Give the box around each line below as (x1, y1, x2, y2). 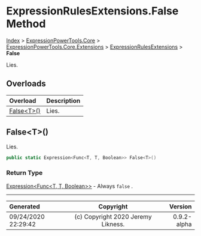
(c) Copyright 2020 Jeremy (74, 212, 152, 220)
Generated (9, 202, 40, 211)
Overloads (6, 79, 46, 89)
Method (6, 17, 46, 31)
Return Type (6, 169, 43, 177)
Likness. (101, 220, 125, 228)
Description (46, 96, 81, 104)
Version (169, 202, 192, 211)
